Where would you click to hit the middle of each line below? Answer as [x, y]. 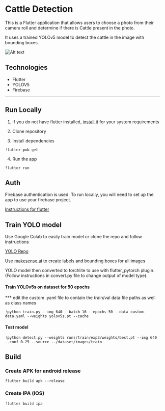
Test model [17, 327]
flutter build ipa [24, 404]
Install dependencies [33, 140]
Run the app [25, 159]
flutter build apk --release [35, 381]
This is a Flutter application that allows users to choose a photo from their [80, 23]
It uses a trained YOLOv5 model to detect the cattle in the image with [75, 37]
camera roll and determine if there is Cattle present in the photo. [70, 27]
